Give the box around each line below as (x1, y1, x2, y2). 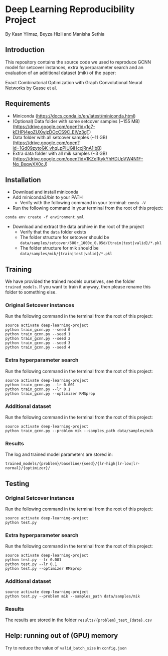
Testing (5, 479, 30, 488)
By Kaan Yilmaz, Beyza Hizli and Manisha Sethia (5, 31, 105, 37)
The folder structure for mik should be (20, 245, 99, 251)
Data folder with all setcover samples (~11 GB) (12, 134, 108, 140)
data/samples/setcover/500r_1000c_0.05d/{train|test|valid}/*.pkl (20, 241, 162, 246)
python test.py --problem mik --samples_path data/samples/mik (5, 593, 140, 599)
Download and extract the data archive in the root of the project (12, 223, 144, 230)
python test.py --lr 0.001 (5, 557, 62, 563)
